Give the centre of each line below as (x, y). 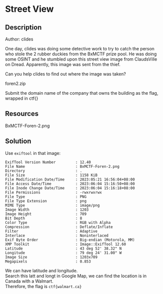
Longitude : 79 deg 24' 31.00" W (63, 253)
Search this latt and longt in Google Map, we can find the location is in (76, 276)
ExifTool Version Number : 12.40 (48, 162)
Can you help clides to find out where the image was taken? (66, 74)
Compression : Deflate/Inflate (59, 227)
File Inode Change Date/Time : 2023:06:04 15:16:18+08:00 (70, 188)
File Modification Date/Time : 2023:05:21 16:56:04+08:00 (70, 179)
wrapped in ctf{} (22, 98)
